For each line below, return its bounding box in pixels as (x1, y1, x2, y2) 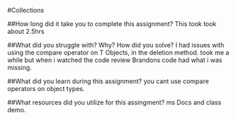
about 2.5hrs (7, 28, 45, 35)
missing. (7, 64, 32, 71)
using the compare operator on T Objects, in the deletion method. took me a (7, 49, 230, 56)
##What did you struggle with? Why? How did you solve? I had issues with (7, 41, 225, 49)
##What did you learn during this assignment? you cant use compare (7, 77, 209, 85)
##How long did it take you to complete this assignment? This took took (7, 20, 217, 28)
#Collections (7, 6, 45, 14)
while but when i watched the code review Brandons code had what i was (7, 56, 223, 64)
